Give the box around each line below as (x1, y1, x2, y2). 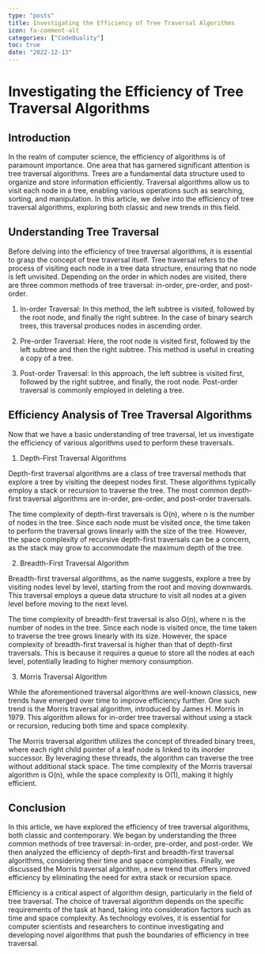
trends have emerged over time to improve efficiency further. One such (8, 695, 240, 705)
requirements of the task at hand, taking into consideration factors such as (8, 905, 252, 914)
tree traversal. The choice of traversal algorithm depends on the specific (8, 897, 244, 906)
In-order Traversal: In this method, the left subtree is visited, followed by (19, 304, 256, 313)
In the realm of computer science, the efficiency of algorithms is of (8, 152, 225, 161)
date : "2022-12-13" (8, 48, 73, 56)
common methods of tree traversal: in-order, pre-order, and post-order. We (8, 839, 253, 849)
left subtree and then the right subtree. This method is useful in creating (19, 344, 255, 354)
